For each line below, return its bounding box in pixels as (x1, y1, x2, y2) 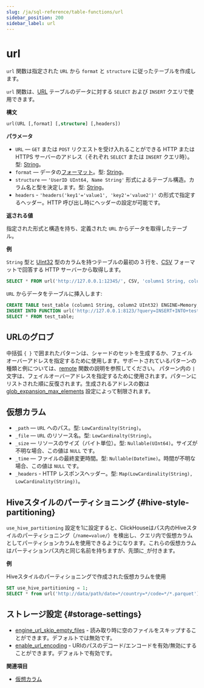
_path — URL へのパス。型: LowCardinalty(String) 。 (15, 425, 144, 432)
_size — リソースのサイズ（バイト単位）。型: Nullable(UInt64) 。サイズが (15, 440, 198, 447)
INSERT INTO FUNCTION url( (6, 307, 75, 314)
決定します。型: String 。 (47, 184, 107, 191)
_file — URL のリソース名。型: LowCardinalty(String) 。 (15, 432, 155, 439)
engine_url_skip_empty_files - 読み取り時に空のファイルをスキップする (15, 626, 191, 634)
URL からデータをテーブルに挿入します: (6, 290, 103, 298)
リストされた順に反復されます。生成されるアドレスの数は (6, 379, 150, 387)
